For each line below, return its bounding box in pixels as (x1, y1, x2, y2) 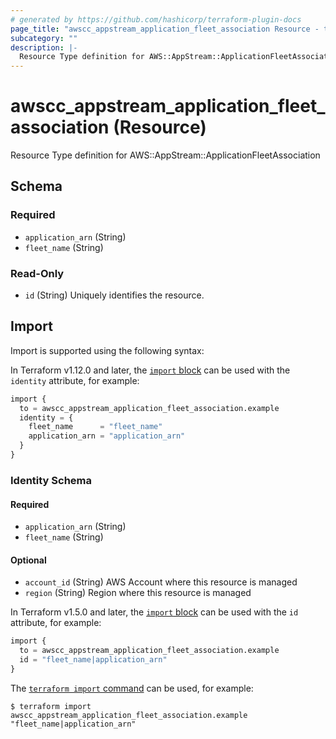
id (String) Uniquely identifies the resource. (24, 289, 205, 301)
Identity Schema (10, 473, 93, 487)
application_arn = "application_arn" (28, 431, 186, 441)
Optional (10, 554, 47, 566)
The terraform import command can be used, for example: (10, 682, 254, 694)
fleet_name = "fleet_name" (28, 422, 163, 432)
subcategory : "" (10, 33, 78, 43)
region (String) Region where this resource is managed (24, 587, 252, 599)
